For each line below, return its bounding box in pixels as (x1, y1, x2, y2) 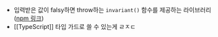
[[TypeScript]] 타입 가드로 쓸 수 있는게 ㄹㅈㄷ (13, 23, 136, 30)
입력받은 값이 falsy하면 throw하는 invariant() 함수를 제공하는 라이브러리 (13, 6, 212, 13)
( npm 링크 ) (13, 14, 44, 22)
